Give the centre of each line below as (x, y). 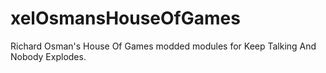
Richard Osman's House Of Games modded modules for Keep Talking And (163, 46)
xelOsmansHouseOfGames (125, 18)
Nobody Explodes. (48, 56)
